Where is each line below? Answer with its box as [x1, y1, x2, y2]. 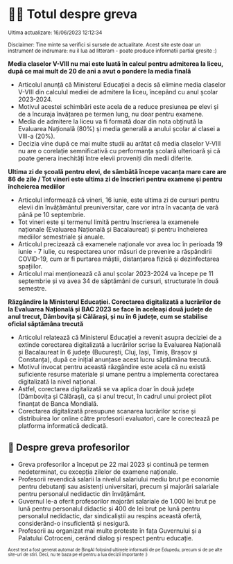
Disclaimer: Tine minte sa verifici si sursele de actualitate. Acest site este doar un [8, 41, 201, 48]
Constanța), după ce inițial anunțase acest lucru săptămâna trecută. [17, 355, 212, 364]
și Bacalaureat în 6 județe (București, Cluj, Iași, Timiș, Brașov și [17, 348, 198, 356]
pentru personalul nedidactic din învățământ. [17, 489, 146, 498]
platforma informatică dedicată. [17, 421, 108, 429]
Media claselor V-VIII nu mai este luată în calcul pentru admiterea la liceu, [8, 59, 224, 68]
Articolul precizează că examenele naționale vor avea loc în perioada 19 [17, 239, 223, 248]
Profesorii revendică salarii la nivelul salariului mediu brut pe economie [17, 475, 220, 483]
